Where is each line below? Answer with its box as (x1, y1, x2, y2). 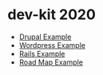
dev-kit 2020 (7, 6, 97, 24)
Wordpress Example (18, 40, 85, 49)
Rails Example (18, 49, 65, 58)
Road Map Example (18, 57, 83, 67)
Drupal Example (18, 32, 72, 41)
